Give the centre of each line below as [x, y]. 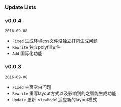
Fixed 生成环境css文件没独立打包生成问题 [55, 41]
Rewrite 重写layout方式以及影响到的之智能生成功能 [64, 93]
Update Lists [21, 7]
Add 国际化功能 [27, 53]
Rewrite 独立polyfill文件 [36, 47]
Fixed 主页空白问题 [32, 87]
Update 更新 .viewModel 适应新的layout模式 [55, 99]
